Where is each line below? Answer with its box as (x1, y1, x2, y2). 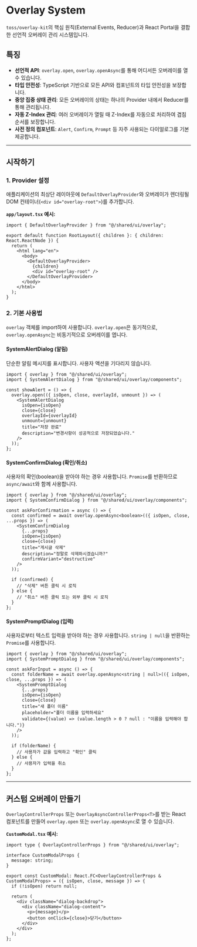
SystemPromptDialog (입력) (6, 618, 74, 625)
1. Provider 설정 (6, 176, 50, 185)
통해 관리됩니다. (14, 104, 51, 111)
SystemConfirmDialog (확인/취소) (6, 459, 88, 466)
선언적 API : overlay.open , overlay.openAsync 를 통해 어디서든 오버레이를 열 (14, 66, 188, 74)
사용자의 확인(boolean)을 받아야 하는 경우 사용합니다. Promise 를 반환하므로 (6, 473, 178, 480)
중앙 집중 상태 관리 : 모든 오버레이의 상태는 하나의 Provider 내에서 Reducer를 (14, 96, 189, 103)
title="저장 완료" (21, 424, 62, 430)
